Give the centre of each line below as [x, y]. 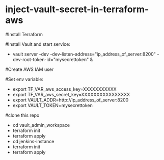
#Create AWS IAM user [30, 69]
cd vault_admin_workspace [41, 125]
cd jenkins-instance [33, 141]
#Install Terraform [24, 34]
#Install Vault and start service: [38, 44]
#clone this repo [22, 115]
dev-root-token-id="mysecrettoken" [51, 59]
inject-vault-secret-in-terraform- [77, 9]
